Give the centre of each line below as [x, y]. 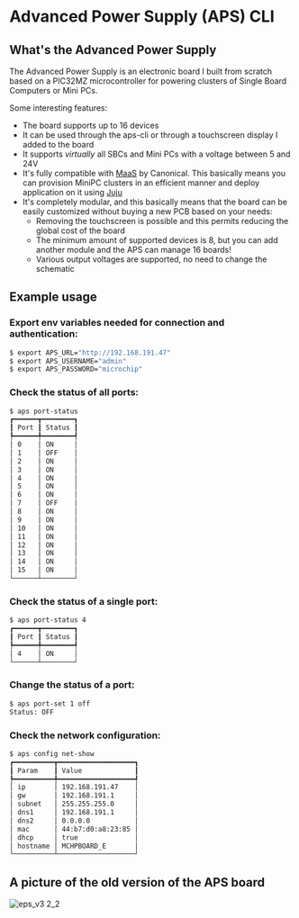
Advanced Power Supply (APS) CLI [142, 17]
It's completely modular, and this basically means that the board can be [155, 202]
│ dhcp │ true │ [74, 837]
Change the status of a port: [72, 685]
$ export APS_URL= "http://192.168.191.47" [90, 353]
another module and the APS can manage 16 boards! [133, 250]
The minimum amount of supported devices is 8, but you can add [157, 240]
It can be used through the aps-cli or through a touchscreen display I [150, 135]
